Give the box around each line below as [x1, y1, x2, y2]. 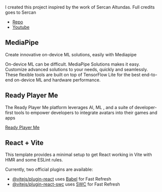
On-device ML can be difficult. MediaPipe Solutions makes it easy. [5, 61, 140, 67]
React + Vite [5, 139, 44, 147]
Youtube [12, 24, 30, 30]
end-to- [141, 72, 158, 77]
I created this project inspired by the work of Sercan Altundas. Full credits [5, 4, 155, 10]
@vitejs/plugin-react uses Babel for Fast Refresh [12, 176, 112, 182]
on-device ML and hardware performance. [14, 77, 101, 83]
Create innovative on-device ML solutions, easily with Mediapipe [5, 51, 137, 57]
